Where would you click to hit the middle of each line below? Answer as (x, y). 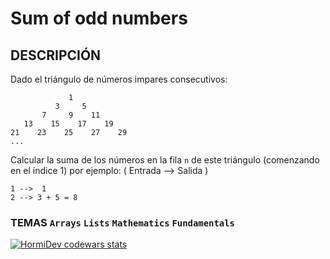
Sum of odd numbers (99, 18)
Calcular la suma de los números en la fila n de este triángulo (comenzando (165, 160)
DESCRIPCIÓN (56, 55)
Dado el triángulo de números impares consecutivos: (119, 79)
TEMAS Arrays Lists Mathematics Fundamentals (122, 222)
